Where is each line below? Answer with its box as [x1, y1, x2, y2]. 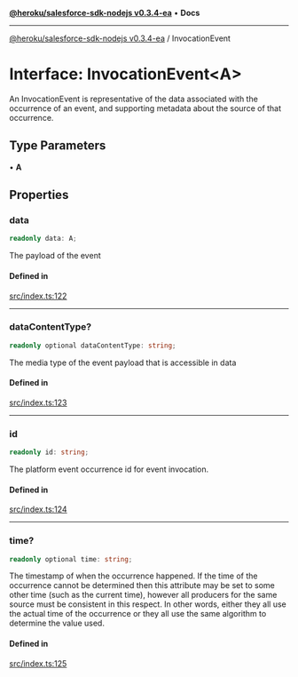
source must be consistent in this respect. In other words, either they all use [9, 599, 286, 609]
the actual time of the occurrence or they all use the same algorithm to [9, 609, 267, 619]
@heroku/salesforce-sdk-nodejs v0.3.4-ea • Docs [9, 8, 200, 18]
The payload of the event [9, 251, 101, 261]
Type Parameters [9, 138, 106, 154]
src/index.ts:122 [9, 291, 67, 301]
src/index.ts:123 [9, 397, 67, 408]
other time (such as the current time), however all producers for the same [9, 590, 278, 601]
